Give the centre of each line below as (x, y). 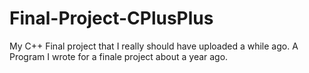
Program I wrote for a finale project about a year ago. (119, 56)
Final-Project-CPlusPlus (111, 18)
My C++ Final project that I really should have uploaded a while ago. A (154, 46)
